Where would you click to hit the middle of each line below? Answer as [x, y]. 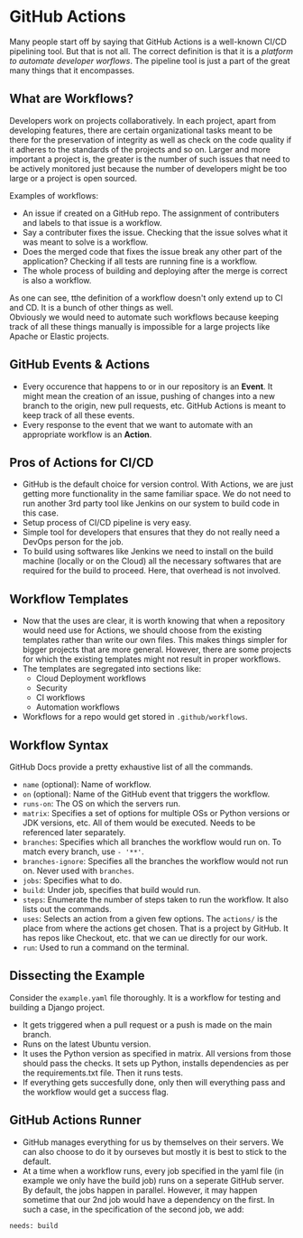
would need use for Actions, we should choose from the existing [142, 630]
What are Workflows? [72, 99]
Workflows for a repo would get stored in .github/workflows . [135, 717]
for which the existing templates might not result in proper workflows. [151, 659]
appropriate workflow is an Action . [87, 434]
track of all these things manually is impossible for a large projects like [140, 326]
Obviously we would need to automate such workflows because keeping [144, 317]
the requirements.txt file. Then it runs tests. [102, 1073]
